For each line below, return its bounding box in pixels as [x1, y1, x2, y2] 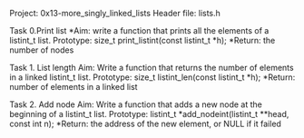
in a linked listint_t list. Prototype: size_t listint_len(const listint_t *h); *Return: [9, 72, 296, 83]
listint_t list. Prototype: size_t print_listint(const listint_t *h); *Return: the [9, 35, 276, 45]
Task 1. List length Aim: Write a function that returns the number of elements [9, 63, 294, 73]
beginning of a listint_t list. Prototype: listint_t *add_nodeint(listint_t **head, [9, 109, 289, 119]
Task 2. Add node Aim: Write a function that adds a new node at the [9, 99, 263, 110]
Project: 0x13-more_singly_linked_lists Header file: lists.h [9, 8, 221, 18]
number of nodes [9, 44, 74, 55]
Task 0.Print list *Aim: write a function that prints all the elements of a [9, 25, 270, 35]
